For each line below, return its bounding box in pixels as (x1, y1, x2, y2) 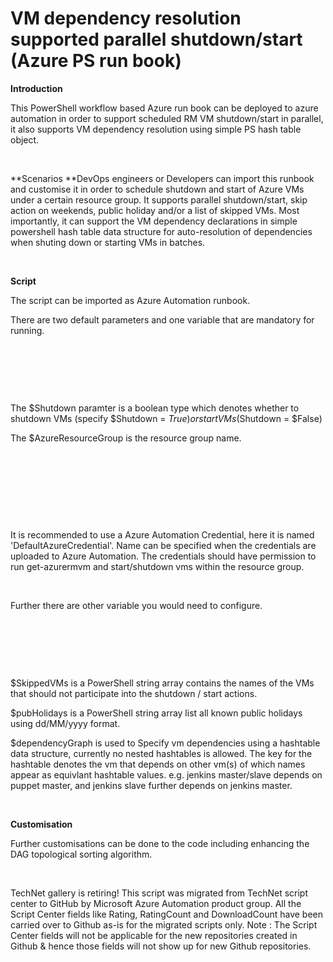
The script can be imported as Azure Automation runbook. (10, 294, 251, 306)
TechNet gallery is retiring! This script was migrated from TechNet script (10, 887, 309, 899)
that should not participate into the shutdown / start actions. (10, 687, 258, 699)
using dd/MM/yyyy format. (10, 717, 121, 729)
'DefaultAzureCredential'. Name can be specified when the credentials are (10, 539, 317, 551)
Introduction (10, 82, 63, 94)
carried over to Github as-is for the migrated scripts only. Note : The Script (10, 918, 318, 931)
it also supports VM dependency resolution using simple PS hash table (10, 123, 302, 135)
